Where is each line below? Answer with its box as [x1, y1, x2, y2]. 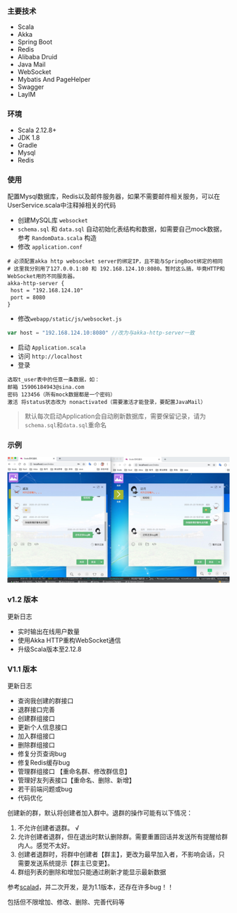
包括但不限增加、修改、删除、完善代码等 [7, 898, 125, 907]
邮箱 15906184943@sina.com [7, 383, 85, 390]
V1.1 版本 [7, 664, 37, 674]
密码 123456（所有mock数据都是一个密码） [7, 390, 116, 398]
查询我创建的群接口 [17, 697, 74, 705]
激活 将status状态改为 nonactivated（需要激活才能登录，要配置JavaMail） [7, 398, 207, 405]
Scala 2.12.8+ [17, 126, 57, 134]
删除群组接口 [17, 741, 55, 749]
